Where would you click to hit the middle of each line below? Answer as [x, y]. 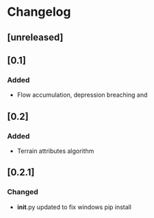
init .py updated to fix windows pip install [74, 207]
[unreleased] [35, 37]
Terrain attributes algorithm [55, 151]
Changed [23, 192]
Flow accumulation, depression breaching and [82, 95]
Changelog [39, 12]
